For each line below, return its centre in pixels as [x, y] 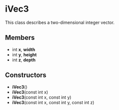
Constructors [26, 75]
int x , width [24, 49]
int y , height [24, 55]
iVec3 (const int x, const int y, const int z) [53, 102]
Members [20, 38]
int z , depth [24, 60]
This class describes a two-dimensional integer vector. [60, 22]
